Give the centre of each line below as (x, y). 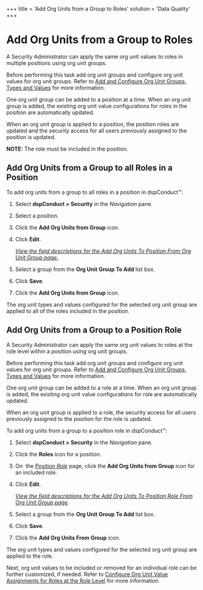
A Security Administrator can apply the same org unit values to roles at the (99, 345)
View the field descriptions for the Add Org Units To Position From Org (103, 251)
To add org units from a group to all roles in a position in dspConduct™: (95, 192)
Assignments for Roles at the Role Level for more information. (83, 580)
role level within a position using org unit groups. (67, 351)
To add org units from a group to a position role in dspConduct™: (87, 430)
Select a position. (37, 216)
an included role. (36, 472)
